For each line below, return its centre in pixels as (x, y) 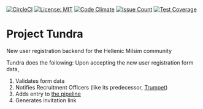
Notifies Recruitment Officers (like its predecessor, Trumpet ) (91, 87)
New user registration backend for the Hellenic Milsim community (89, 51)
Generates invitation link (46, 100)
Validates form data (40, 81)
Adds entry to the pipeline (48, 94)
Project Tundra (45, 34)
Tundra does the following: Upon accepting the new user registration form (100, 62)
